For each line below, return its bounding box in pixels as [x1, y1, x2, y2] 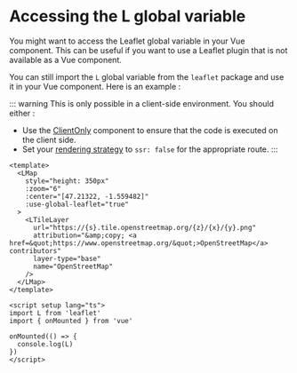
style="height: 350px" [25, 176, 109, 186]
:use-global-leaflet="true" [25, 200, 129, 209]
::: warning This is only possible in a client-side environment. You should [9, 98, 274, 108]
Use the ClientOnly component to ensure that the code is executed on [21, 124, 278, 135]
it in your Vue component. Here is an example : [9, 81, 181, 91]
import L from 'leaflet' [9, 308, 101, 317]
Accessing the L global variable [9, 6, 246, 27]
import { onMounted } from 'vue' [9, 316, 133, 325]
